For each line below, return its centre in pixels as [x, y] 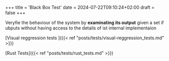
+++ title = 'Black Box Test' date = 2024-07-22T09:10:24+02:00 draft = [80, 7]
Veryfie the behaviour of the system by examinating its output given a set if [85, 23]
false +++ [15, 13]
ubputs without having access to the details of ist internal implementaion [81, 28]
